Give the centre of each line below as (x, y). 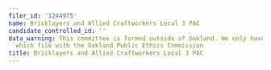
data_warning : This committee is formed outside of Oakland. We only (128, 38)
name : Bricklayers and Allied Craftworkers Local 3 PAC (104, 23)
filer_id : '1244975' (43, 16)
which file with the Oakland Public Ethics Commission (110, 46)
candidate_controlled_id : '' (57, 31)
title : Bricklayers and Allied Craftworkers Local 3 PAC (106, 53)
